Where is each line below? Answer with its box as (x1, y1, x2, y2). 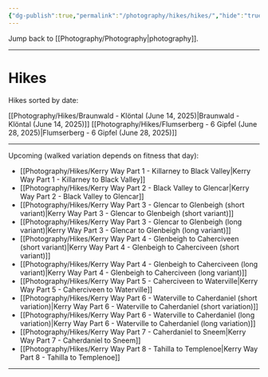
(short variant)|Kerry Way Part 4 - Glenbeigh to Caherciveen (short (19, 242, 239, 252)
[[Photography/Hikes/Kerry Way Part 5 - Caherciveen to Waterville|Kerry (19, 276, 258, 285)
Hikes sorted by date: (8, 95, 79, 104)
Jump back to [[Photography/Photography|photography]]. (8, 33, 199, 43)
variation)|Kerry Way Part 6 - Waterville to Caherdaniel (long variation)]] (19, 318, 256, 328)
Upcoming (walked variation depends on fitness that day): (8, 151, 199, 160)
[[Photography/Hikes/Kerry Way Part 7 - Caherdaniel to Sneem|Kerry (19, 327, 246, 336)
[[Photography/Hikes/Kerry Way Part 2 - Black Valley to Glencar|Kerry (19, 183, 250, 192)
